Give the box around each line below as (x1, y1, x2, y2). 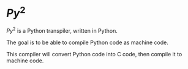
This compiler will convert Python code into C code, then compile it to (6, 50, 182, 57)
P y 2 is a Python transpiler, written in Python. (6, 26, 118, 34)
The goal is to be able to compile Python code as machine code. (6, 39, 168, 46)
